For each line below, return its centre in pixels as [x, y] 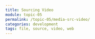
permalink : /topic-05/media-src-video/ [48, 19]
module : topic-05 [24, 15]
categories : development [32, 24]
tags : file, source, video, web [40, 29]
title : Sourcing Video [29, 10]
